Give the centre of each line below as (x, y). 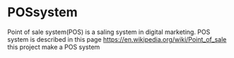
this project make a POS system (54, 47)
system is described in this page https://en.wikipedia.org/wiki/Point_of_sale (117, 39)
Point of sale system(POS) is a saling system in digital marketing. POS (109, 32)
